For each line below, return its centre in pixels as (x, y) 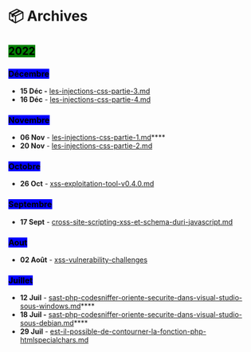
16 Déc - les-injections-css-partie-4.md (85, 99)
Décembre (29, 73)
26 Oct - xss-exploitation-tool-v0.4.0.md (87, 184)
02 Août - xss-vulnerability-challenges (84, 260)
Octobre (25, 166)
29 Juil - (34, 331)
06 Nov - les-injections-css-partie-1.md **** (92, 138)
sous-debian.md (47, 323)
